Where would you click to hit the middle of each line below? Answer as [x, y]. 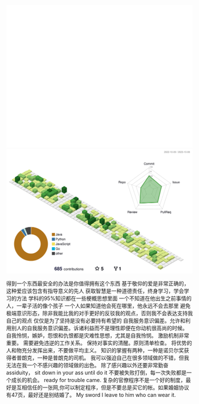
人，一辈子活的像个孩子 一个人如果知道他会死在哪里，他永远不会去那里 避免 [98, 305]
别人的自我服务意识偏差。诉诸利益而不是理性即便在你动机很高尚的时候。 [99, 328]
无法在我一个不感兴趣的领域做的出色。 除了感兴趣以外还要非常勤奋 [87, 365]
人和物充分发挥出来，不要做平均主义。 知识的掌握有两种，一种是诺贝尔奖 [95, 350]
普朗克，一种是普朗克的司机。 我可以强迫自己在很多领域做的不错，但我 [103, 358]
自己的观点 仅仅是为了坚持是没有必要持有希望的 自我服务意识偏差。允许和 [96, 320]
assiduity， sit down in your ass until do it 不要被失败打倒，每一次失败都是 [96, 373]
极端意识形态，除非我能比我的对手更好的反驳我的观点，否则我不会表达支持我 [99, 313]
